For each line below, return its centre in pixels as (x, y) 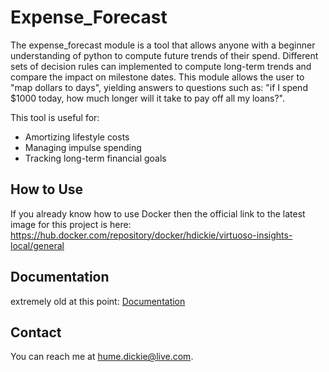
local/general (37, 245)
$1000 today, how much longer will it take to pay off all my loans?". (147, 98)
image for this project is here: (71, 224)
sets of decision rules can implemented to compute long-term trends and (161, 66)
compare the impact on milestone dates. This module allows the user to (157, 77)
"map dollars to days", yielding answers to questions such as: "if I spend (159, 87)
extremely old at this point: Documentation (98, 301)
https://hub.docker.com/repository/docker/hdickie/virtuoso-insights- (151, 235)
